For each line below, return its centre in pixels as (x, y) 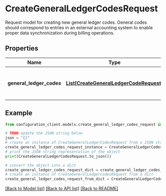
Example (19, 113)
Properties (22, 48)
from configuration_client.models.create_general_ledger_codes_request (80, 124)
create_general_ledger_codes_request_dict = (52, 170)
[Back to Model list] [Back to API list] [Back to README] (62, 189)
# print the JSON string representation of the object (63, 151)
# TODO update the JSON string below (44, 133)
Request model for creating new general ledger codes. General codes (76, 22)
